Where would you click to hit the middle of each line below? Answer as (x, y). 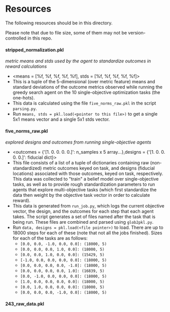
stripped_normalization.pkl (35, 50)
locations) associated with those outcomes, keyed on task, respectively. (88, 174)
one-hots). (24, 98)
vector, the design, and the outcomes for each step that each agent (83, 212)
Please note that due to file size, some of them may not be (66, 32)
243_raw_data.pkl (25, 304)
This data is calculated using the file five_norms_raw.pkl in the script (84, 103)
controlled (16, 38)
